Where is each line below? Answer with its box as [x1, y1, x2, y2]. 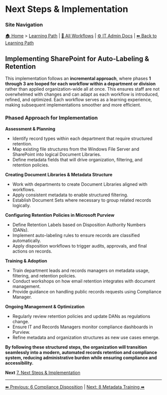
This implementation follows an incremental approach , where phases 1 [5, 76, 151, 82]
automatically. [12, 238, 41, 244]
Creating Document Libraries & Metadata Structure [5, 171, 113, 177]
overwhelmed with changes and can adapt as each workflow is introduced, [5, 91, 159, 98]
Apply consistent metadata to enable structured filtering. [12, 192, 128, 198]
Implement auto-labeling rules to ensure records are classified [12, 232, 140, 238]
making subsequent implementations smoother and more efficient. [5, 102, 142, 108]
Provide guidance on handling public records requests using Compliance [12, 288, 162, 294]
